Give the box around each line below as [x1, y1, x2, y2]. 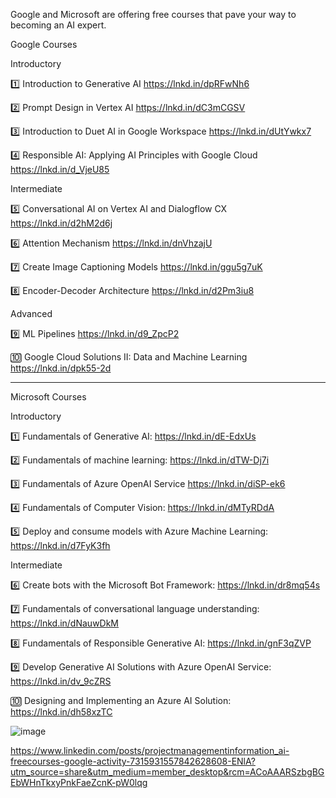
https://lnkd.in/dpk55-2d [10, 362, 112, 374]
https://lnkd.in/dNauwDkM [10, 617, 120, 629]
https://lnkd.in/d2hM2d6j [10, 217, 113, 229]
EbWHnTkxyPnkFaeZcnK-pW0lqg [10, 777, 148, 788]
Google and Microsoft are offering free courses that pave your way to [10, 9, 297, 20]
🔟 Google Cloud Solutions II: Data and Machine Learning [10, 351, 248, 363]
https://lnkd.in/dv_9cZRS [10, 675, 112, 687]
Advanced [10, 308, 53, 319]
